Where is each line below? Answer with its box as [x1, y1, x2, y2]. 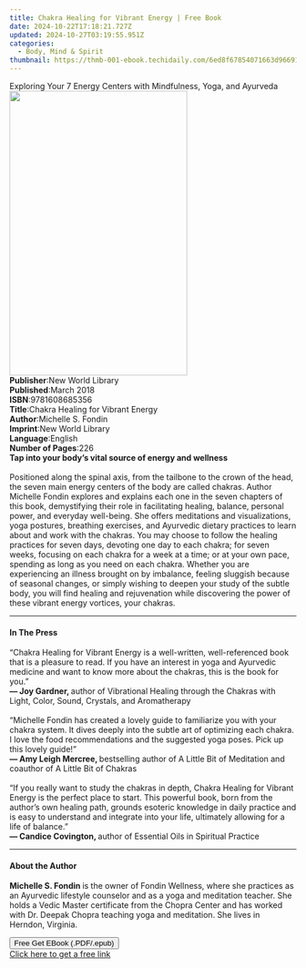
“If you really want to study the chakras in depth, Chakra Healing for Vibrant [9, 782, 294, 793]
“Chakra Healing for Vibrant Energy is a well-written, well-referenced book [9, 647, 290, 658]
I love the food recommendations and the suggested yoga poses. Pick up [9, 734, 284, 745]
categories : [9, 38, 55, 48]
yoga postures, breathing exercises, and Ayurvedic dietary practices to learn [9, 520, 297, 531]
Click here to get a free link [9, 949, 111, 960]
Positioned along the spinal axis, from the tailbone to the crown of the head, [9, 472, 294, 483]
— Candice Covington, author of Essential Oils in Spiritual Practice [9, 830, 260, 842]
